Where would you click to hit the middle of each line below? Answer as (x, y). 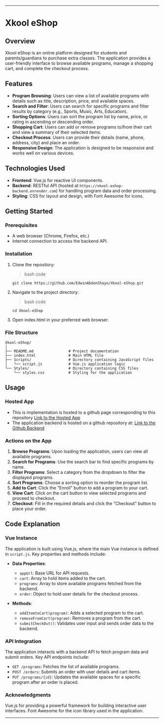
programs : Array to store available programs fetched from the (80, 583)
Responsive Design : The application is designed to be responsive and (83, 148)
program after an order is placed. (45, 682)
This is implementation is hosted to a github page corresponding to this (84, 412)
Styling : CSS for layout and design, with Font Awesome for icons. (78, 196)
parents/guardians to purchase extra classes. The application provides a (78, 58)
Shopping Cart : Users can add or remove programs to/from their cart (82, 127)
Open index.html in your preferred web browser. (60, 320)
